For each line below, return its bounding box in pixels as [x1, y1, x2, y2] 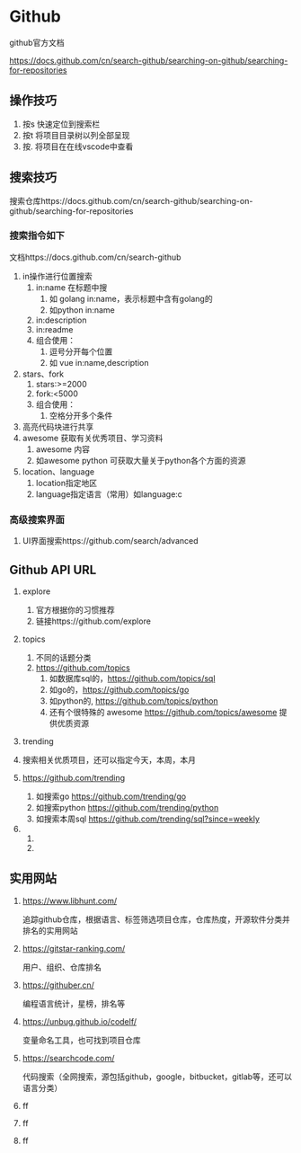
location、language [22, 466, 95, 477]
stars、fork [22, 368, 65, 379]
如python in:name [49, 304, 115, 315]
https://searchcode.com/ [22, 1052, 115, 1063]
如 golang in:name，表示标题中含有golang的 [49, 293, 213, 304]
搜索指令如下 [9, 229, 66, 242]
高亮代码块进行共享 [22, 421, 94, 432]
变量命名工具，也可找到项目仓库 [22, 1034, 141, 1045]
